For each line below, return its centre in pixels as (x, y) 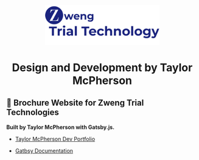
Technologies (33, 112)
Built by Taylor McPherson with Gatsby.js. (60, 127)
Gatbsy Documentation (44, 150)
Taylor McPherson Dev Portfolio (55, 139)
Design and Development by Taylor (102, 68)
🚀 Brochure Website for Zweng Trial (75, 103)
